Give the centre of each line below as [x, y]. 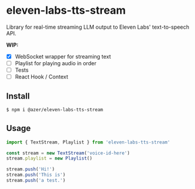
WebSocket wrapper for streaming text [63, 56]
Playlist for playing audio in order [55, 63]
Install [18, 96]
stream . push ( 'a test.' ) [36, 181]
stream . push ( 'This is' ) [36, 175]
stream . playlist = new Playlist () [49, 158]
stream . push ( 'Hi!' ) [31, 169]
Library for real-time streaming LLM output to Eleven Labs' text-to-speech [98, 27]
